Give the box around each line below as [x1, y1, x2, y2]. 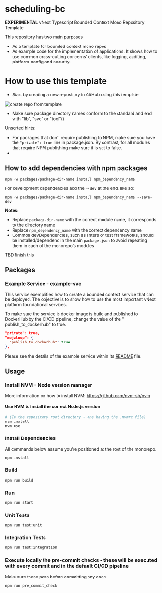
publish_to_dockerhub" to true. [5, 321, 66, 328]
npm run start [5, 500, 34, 505]
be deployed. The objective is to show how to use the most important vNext [5, 296, 156, 302]
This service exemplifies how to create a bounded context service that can [5, 292, 154, 297]
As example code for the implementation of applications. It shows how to [12, 48, 158, 54]
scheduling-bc [5, 3, 65, 15]
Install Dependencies [5, 435, 56, 442]
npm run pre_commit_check [5, 583, 57, 588]
